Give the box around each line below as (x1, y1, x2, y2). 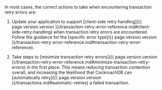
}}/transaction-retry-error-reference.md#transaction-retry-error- (11, 39, 142, 45)
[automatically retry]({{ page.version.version (11, 75, 101, 80)
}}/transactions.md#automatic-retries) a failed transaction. (11, 80, 130, 86)
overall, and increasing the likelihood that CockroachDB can (11, 70, 132, 75)
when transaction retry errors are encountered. (53, 29, 148, 35)
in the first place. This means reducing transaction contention (26, 64, 151, 70)
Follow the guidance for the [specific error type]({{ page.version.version (11, 34, 157, 40)
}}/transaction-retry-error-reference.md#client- (55, 24, 151, 30)
